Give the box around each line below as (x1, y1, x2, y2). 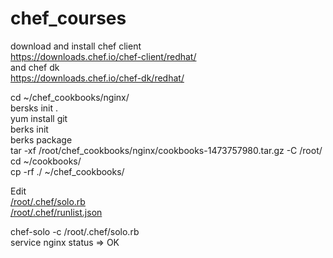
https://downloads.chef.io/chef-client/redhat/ (10, 50, 197, 62)
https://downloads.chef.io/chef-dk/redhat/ (10, 72, 185, 84)
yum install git (10, 112, 68, 124)
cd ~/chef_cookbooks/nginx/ (10, 91, 130, 103)
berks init (10, 123, 49, 135)
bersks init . (10, 102, 59, 114)
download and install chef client (10, 40, 142, 52)
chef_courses (10, 7, 127, 30)
